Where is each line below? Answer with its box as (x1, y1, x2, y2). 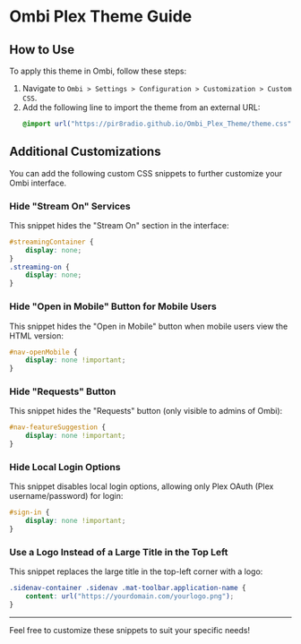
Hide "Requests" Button (9, 385, 116, 398)
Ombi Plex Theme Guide (9, 6, 193, 27)
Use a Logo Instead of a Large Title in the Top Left (9, 545, 228, 558)
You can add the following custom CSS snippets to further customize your (9, 167, 283, 178)
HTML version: (9, 330, 64, 341)
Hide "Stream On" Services (9, 200, 132, 212)
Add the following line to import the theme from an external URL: (21, 102, 261, 113)
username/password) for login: (9, 491, 124, 502)
